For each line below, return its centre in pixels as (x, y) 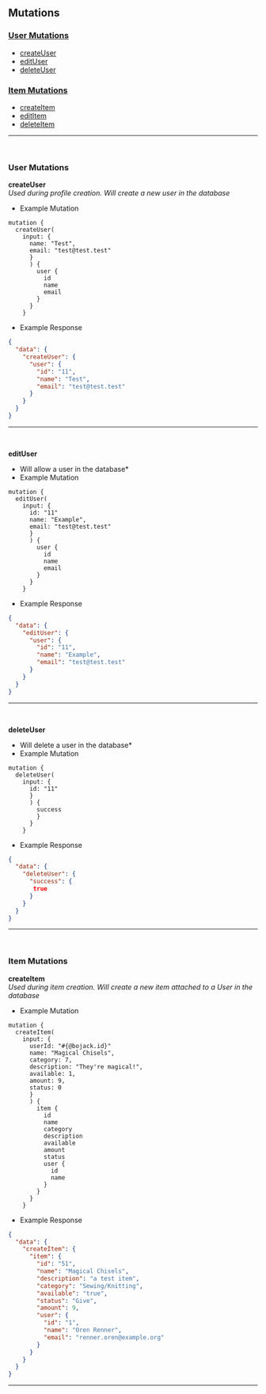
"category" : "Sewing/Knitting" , (90, 1286)
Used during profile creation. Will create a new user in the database (119, 193)
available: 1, (53, 1073)
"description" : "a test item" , (88, 1278)
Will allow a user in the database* (74, 469)
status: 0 (45, 1088)
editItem (33, 116)
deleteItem (37, 124)
